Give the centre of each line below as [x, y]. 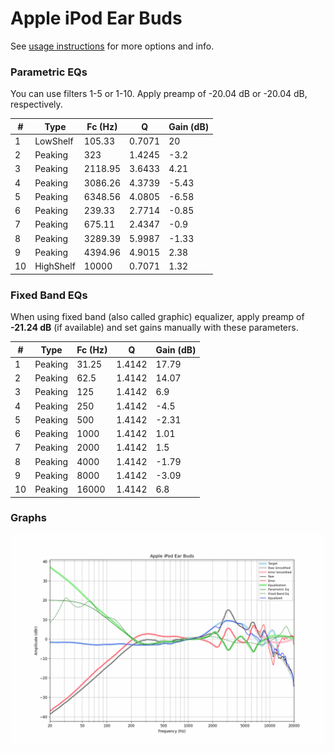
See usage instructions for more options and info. [112, 46]
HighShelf [55, 266]
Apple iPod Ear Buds [96, 18]
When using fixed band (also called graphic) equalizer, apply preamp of [157, 317]
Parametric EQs [49, 72]
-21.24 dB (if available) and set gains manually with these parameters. [154, 328]
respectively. [36, 104]
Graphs [28, 518]
